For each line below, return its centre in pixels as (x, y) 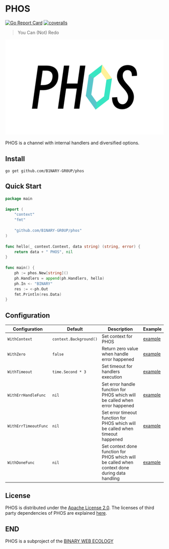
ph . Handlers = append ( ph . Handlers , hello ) (59, 278)
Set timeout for (117, 367)
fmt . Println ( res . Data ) (38, 294)
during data (114, 473)
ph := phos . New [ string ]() (41, 273)
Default (75, 329)
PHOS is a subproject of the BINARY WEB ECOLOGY (60, 541)
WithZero (17, 354)
